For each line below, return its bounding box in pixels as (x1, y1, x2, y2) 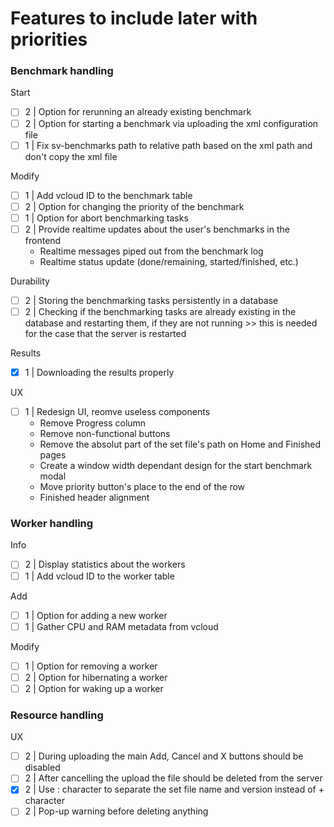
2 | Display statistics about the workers (24, 558, 186, 571)
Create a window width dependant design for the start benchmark (39, 460, 313, 472)
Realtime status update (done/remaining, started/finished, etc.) (39, 255, 299, 267)
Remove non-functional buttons (39, 428, 171, 440)
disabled (24, 762, 61, 774)
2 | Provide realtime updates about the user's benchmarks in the (24, 223, 290, 235)
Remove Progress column (39, 417, 147, 429)
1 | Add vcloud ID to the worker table (24, 570, 175, 582)
